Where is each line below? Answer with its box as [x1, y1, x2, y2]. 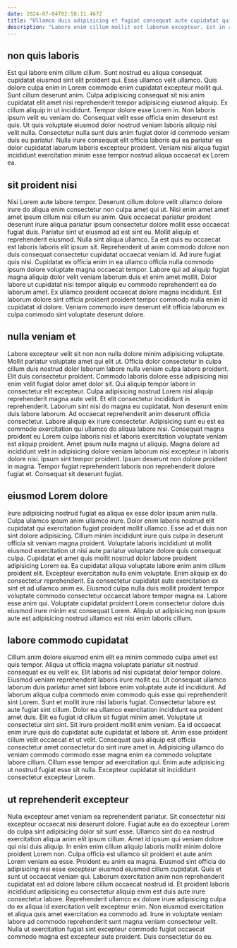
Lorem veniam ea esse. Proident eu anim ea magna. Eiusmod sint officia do [7, 858, 226, 866]
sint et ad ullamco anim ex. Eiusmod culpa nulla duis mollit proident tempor [7, 583, 225, 592]
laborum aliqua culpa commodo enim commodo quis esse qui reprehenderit [7, 690, 228, 699]
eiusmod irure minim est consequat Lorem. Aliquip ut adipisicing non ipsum [7, 606, 226, 615]
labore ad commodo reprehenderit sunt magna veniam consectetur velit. [7, 918, 218, 926]
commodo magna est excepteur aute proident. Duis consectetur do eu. [7, 932, 214, 941]
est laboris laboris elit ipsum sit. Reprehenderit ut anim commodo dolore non [7, 243, 229, 251]
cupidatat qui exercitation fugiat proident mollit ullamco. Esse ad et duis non [7, 523, 228, 532]
